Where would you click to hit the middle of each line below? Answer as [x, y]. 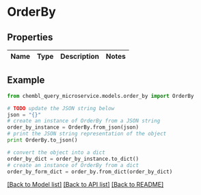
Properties [30, 37]
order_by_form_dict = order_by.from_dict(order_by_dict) [90, 172]
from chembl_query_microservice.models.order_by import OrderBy [100, 96]
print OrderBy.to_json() [42, 140]
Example [26, 80]
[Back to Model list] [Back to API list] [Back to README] [85, 185]
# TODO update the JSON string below [61, 108]
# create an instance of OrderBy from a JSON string [84, 121]
